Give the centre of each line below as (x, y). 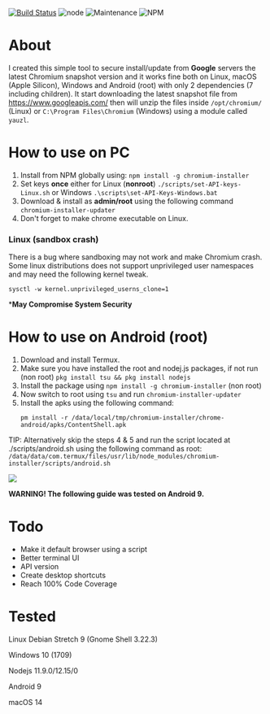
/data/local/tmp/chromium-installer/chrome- (148, 418)
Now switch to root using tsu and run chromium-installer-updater (131, 394)
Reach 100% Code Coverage (69, 584)
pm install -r (44, 418)
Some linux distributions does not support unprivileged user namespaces (131, 266)
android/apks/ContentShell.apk (73, 425)
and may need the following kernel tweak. (78, 274)
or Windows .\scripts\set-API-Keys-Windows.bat (135, 192)
